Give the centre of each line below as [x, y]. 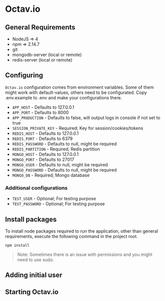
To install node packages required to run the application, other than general [82, 231]
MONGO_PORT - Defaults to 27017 [43, 159]
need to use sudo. [35, 260]
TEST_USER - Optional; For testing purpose [54, 199]
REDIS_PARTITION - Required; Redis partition [56, 149]
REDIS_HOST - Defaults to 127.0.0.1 [45, 133]
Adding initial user [34, 275]
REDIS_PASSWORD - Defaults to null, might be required [65, 144]
